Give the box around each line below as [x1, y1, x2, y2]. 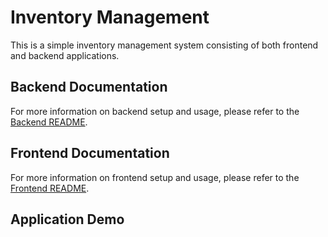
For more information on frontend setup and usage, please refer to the [10, 171, 300, 183]
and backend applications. [10, 49, 120, 61]
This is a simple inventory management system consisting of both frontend [10, 39, 319, 51]
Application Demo [10, 211, 125, 228]
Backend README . [10, 116, 88, 128]
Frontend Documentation [10, 145, 170, 162]
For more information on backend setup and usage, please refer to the [10, 105, 300, 117]
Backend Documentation [10, 79, 168, 96]
